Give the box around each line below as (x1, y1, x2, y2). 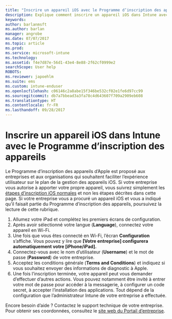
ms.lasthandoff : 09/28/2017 (5, 108, 66, 113)
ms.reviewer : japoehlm (5, 74, 54, 79)
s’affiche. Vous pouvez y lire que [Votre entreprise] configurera (12, 238, 148, 244)
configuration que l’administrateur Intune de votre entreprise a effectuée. (12, 292, 167, 299)
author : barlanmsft (5, 22, 47, 27)
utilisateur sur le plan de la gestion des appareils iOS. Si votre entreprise (5, 179, 157, 185)
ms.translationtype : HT (5, 98, 56, 103)
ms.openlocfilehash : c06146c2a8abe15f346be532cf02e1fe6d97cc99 (5, 88, 143, 94)
